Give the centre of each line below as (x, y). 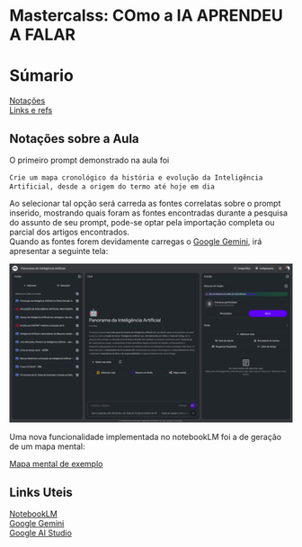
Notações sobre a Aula (74, 139)
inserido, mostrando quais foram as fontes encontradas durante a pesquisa (149, 213)
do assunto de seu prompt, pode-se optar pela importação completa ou (142, 222)
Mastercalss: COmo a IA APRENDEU (146, 16)
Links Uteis (41, 492)
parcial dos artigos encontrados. (70, 232)
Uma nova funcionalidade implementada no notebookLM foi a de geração (146, 437)
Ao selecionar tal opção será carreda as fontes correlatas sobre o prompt (145, 203)
